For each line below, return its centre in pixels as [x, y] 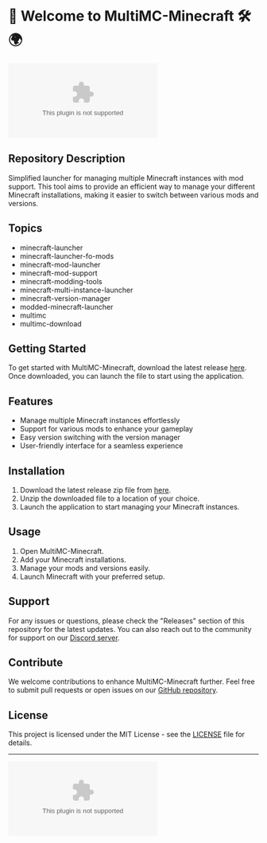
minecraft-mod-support [58, 273]
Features [31, 401]
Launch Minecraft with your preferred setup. [92, 576]
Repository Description [67, 159]
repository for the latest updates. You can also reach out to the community [130, 629]
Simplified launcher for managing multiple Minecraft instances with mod [126, 178]
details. [20, 743]
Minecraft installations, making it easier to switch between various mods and [133, 195]
